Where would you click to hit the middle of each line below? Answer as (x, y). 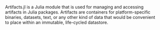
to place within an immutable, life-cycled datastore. (57, 22)
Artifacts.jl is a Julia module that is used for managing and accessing (74, 7)
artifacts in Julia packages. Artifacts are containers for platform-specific (78, 12)
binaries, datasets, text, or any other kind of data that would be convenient (80, 17)
